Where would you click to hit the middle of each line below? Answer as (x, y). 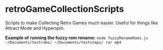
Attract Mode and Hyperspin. (35, 28)
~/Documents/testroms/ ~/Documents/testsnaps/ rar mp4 (63, 42)
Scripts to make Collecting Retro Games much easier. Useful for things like (81, 23)
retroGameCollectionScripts (65, 9)
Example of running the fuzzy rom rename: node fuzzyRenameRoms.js (77, 38)
